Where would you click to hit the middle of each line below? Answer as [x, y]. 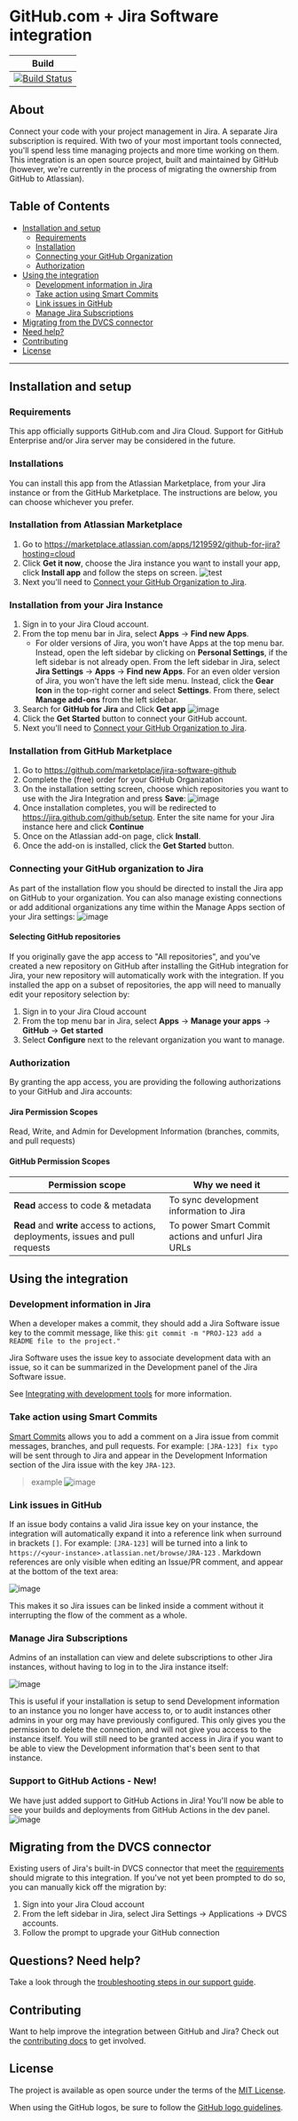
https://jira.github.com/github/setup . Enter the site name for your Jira [148, 818]
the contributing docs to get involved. [78, 2040]
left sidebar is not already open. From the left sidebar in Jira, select [158, 662]
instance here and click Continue [83, 827]
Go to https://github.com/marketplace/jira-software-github [129, 771]
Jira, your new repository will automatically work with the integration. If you [146, 975]
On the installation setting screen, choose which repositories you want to [155, 789]
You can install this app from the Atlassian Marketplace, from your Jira [137, 483]
